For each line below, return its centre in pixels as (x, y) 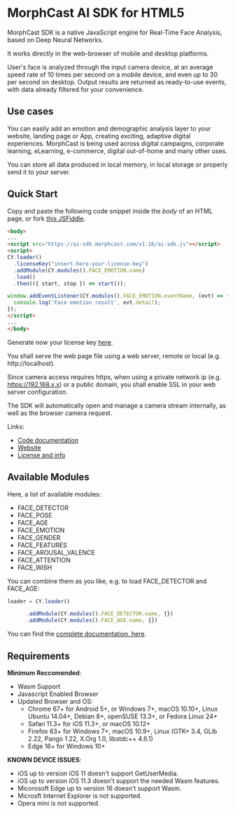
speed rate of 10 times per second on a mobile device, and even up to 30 (113, 74)
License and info (41, 455)
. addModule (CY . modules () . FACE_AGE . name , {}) (92, 621)
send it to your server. (39, 172)
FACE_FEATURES (42, 545)
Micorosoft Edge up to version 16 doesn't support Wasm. (99, 788)
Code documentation (48, 440)
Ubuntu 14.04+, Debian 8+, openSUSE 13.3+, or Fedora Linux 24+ (123, 716)
